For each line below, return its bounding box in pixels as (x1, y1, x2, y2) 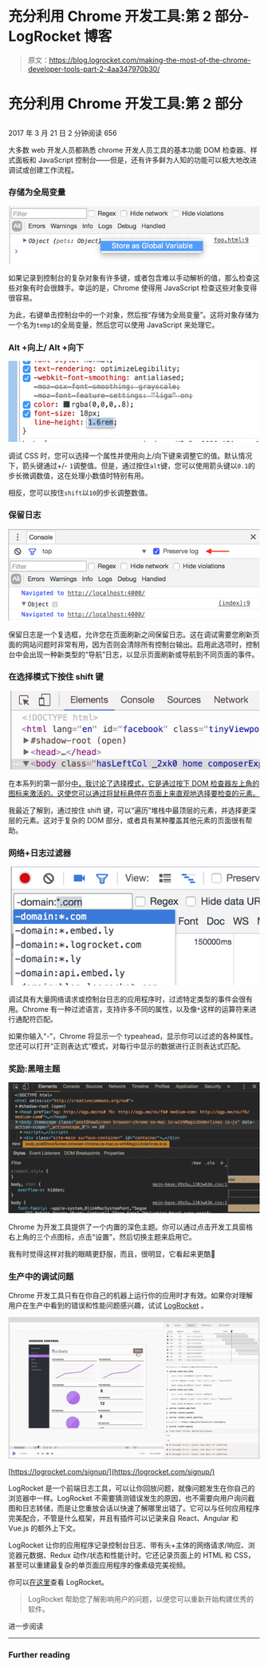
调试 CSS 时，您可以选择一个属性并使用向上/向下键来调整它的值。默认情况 (8, 451, 253, 460)
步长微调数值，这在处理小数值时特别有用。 (8, 471, 148, 480)
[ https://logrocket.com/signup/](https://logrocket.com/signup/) (8, 1467, 215, 1477)
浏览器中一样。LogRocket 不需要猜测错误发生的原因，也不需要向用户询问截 (8, 1494, 255, 1503)
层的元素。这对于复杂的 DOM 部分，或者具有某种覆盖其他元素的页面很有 (8, 815, 246, 825)
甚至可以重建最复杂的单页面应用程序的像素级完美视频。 (8, 1560, 190, 1570)
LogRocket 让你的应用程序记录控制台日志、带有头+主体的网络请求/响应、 (8, 1540, 249, 1551)
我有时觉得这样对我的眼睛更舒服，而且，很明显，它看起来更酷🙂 (8, 1248, 216, 1259)
